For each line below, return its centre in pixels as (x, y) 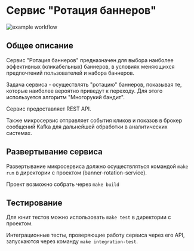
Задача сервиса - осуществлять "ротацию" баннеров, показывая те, (94, 84)
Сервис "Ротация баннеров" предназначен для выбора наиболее (90, 60)
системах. (19, 133)
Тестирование (34, 203)
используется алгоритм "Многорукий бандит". (66, 97)
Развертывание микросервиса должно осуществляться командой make (97, 166)
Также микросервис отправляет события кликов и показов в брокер (94, 120)
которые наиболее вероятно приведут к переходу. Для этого (84, 91)
